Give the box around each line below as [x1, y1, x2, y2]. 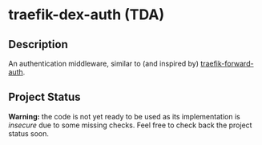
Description [8, 38, 68, 51]
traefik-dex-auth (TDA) [8, 6, 165, 24]
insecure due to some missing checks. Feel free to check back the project [8, 120, 252, 130]
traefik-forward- [200, 58, 254, 68]
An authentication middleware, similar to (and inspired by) [8, 58, 199, 68]
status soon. [8, 128, 50, 138]
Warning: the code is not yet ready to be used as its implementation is [8, 111, 240, 121]
